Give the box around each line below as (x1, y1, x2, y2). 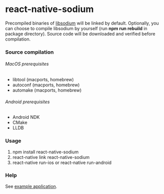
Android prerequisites (5, 99, 50, 105)
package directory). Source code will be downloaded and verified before (5, 31, 155, 37)
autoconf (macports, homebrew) (12, 82, 80, 88)
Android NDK (12, 114, 40, 120)
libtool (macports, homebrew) (12, 77, 74, 83)
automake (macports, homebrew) (12, 87, 82, 93)
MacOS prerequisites (5, 61, 49, 67)
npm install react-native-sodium (12, 149, 79, 155)
